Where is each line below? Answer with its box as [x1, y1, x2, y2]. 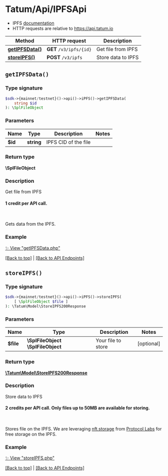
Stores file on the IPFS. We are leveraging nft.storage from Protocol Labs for [5, 426, 162, 432]
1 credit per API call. [5, 200, 47, 206]
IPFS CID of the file [46, 139, 91, 146]
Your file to [95, 337, 121, 344]
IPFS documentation [12, 20, 54, 26]
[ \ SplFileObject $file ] [14, 299, 68, 304]
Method [15, 37, 34, 44]
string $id [14, 101, 37, 106]
